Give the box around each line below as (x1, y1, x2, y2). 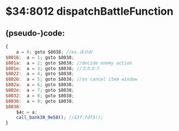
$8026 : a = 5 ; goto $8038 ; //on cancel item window (5, 76, 138, 82)
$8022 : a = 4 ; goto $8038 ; (5, 71, 75, 77)
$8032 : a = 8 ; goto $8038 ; (5, 93, 75, 99)
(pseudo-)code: (5, 28, 65, 38)
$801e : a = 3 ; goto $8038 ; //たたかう (5, 65, 100, 72)
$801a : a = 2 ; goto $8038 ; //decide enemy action (5, 60, 132, 66)
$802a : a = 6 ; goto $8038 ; (5, 82, 75, 88)
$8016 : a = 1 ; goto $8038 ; (5, 55, 75, 61)
